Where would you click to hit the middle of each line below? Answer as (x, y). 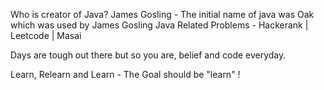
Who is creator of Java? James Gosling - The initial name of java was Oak (162, 14)
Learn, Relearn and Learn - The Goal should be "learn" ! (125, 74)
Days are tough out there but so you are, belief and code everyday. (148, 55)
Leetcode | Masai (46, 35)
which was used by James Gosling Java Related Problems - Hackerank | (159, 25)
